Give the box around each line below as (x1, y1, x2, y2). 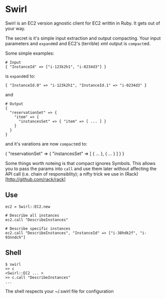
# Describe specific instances (5, 226, 71, 231)
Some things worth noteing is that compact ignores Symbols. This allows (5, 160, 155, 166)
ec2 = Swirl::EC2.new (5, 204, 51, 209)
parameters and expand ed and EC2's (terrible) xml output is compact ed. (5, 40, 151, 46)
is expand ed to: (5, 73, 36, 79)
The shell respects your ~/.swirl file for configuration (5, 288, 114, 294)
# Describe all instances (5, 213, 59, 218)
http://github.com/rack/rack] (7, 176, 66, 182)
